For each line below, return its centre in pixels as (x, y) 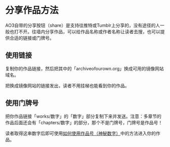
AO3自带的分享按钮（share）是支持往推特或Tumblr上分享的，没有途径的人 (83, 25)
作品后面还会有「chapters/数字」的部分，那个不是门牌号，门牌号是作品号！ (84, 122)
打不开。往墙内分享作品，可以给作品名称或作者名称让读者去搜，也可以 (87, 31)
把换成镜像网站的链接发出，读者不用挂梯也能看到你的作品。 (67, 85)
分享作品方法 (32, 10)
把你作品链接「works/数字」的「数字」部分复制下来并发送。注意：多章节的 (83, 116)
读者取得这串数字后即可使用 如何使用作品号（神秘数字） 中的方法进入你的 (80, 133)
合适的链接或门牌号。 (32, 38)
